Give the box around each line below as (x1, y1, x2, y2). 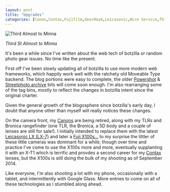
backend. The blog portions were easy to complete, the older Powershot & (5, 76, 160, 83)
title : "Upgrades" (5, 12, 44, 17)
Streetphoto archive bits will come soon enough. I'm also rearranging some (5, 82, 162, 88)
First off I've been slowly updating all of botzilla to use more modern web (5, 65, 158, 71)
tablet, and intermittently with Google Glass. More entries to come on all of (5, 176, 160, 182)
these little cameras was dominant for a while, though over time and (5, 139, 147, 145)
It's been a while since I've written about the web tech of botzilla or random (5, 50, 163, 56)
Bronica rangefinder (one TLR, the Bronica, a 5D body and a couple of (5, 123, 151, 129)
